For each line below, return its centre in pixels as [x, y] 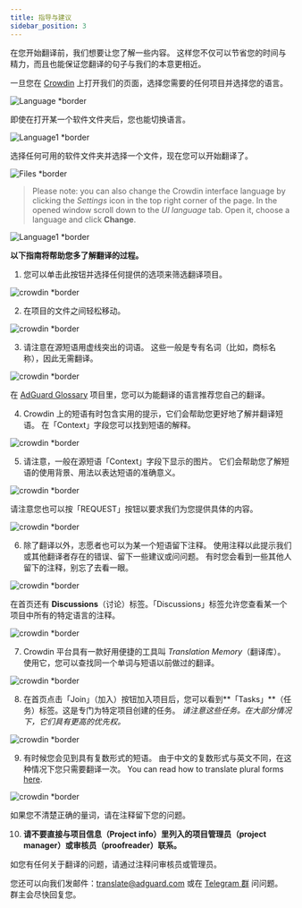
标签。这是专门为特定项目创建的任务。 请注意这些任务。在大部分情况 [165, 710]
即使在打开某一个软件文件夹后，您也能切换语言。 [100, 119]
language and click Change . [84, 219]
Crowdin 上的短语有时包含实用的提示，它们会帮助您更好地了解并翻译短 [153, 414]
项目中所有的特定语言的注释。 [65, 615]
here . [33, 779]
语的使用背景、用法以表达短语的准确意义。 [101, 472]
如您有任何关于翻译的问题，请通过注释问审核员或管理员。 [116, 864]
